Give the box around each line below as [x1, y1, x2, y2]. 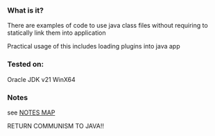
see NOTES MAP [7, 108, 55, 117]
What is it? [7, 6, 44, 15]
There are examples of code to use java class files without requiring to [7, 22, 208, 30]
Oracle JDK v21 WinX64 [7, 75, 76, 83]
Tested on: [7, 60, 44, 69]
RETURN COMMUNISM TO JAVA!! [7, 121, 104, 130]
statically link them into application [7, 28, 106, 37]
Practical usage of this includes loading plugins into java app [7, 42, 180, 51]
